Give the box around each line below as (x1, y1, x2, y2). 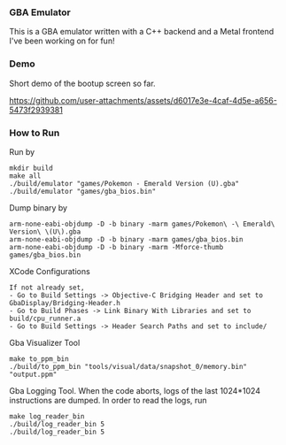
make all (9, 171, 42, 180)
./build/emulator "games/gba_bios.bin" (9, 187, 157, 196)
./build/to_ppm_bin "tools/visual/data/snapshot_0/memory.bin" (9, 362, 248, 371)
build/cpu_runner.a (9, 314, 81, 323)
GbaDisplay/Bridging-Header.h (9, 298, 121, 307)
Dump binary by (9, 202, 68, 213)
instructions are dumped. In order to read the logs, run (9, 395, 207, 405)
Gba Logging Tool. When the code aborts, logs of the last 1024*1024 (9, 385, 261, 395)
